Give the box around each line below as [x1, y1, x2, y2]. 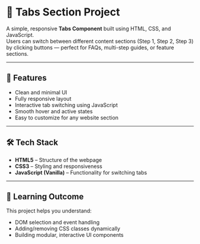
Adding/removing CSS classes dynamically [14, 225, 121, 232]
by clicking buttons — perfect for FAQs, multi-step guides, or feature [6, 44, 174, 51]
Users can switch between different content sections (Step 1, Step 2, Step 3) [6, 37, 194, 45]
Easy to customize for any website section [14, 114, 119, 121]
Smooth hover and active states [14, 107, 93, 115]
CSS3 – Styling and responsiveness [14, 163, 102, 170]
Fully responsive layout [14, 95, 71, 102]
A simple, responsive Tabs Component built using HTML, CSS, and [6, 25, 171, 32]
